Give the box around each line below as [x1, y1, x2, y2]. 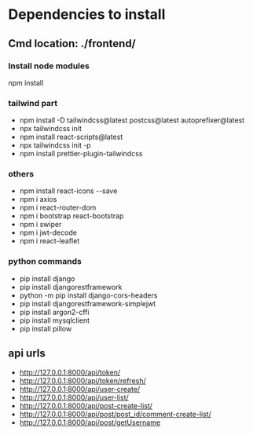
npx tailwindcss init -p [19, 141, 92, 150]
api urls [8, 347, 46, 360]
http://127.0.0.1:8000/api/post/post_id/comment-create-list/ [19, 409, 212, 419]
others [8, 169, 34, 180]
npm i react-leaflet [19, 236, 80, 246]
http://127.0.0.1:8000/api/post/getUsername [19, 418, 161, 427]
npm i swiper [19, 220, 62, 229]
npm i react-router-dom [19, 203, 97, 213]
